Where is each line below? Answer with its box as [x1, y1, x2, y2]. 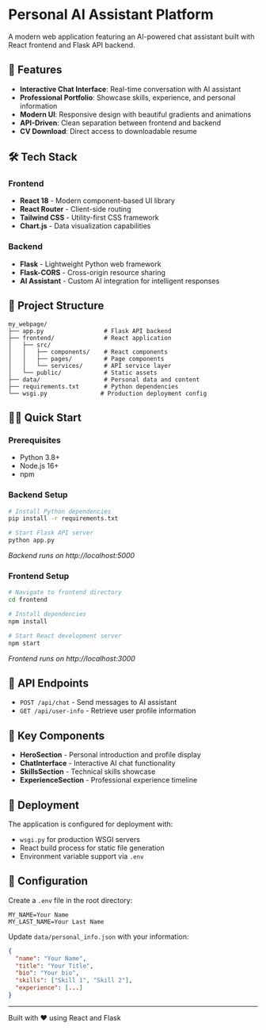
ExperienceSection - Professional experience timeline [19, 775, 198, 785]
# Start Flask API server [8, 529, 93, 537]
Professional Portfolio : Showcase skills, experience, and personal [19, 93, 236, 102]
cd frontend [8, 596, 47, 604]
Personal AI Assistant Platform [8, 6, 214, 24]
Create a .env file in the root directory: [8, 895, 133, 905]
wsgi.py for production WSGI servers [19, 835, 141, 844]
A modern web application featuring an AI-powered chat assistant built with [8, 32, 255, 41]
